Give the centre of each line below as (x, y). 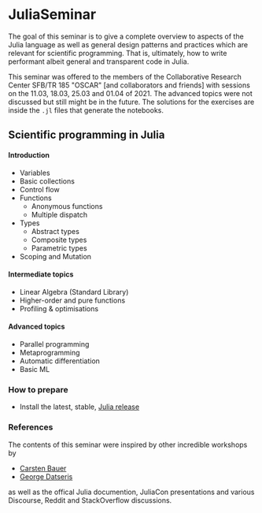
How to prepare (38, 389)
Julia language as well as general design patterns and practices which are (128, 44)
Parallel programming (54, 344)
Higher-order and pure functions (72, 300)
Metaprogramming (50, 352)
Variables (35, 173)
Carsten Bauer (43, 468)
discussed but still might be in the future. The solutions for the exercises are (131, 102)
